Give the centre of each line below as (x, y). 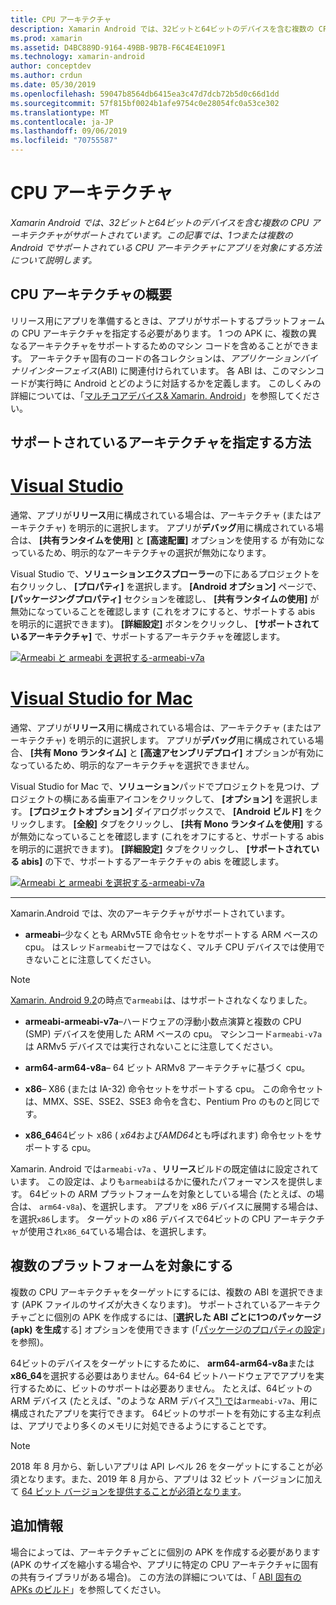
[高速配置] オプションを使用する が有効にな (235, 540)
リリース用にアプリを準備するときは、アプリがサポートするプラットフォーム (167, 320)
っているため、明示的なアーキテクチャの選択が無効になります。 (141, 553)
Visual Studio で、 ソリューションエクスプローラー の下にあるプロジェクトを (165, 574)
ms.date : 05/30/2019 (53, 85)
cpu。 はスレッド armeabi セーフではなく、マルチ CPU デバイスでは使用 (170, 947)
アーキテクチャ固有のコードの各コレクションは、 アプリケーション (165, 358)
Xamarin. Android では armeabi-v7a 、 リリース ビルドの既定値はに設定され (160, 1169)
